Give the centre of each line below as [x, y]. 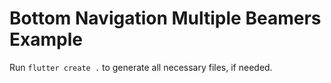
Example [46, 39]
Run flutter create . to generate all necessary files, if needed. [141, 67]
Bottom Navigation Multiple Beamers [165, 18]
